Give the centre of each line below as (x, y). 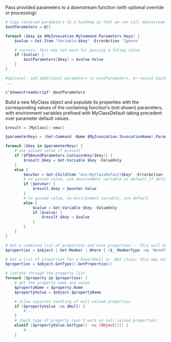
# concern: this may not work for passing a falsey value (77, 50)
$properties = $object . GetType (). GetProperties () (59, 264)
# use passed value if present (48, 151)
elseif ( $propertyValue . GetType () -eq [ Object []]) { (72, 325)
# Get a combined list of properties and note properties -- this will (83, 245)
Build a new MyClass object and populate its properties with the (72, 102)
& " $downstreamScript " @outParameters (45, 92)
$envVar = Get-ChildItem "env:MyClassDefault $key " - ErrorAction (93, 175)
